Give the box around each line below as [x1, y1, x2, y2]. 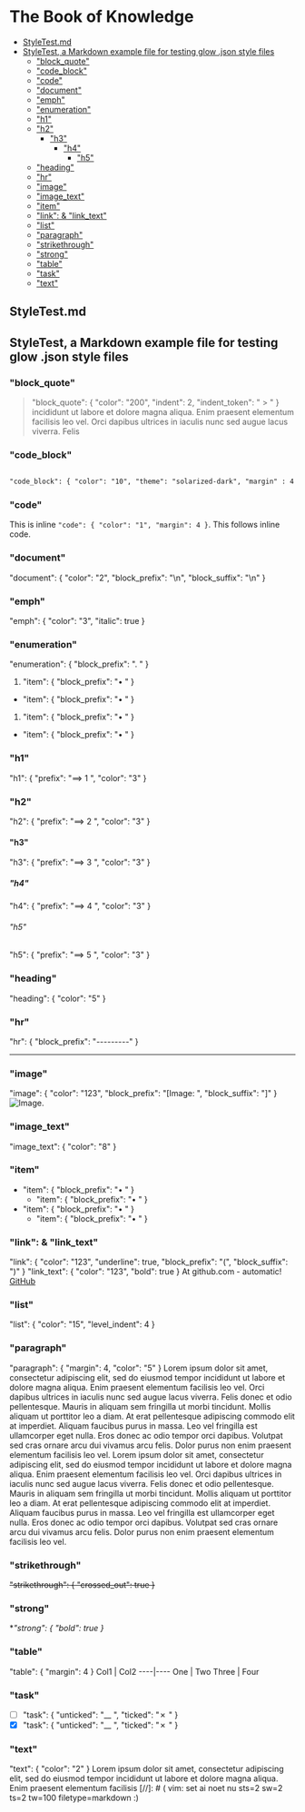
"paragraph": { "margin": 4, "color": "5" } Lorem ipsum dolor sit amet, [9, 1362, 269, 1373]
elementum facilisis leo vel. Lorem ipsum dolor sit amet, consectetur [9, 1449, 265, 1460]
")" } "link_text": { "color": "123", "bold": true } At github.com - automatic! [9, 1266, 282, 1277]
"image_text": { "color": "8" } [9, 1141, 117, 1152]
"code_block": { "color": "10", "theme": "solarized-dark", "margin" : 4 [9, 477, 295, 487]
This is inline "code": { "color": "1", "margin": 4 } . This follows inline [9, 520, 280, 530]
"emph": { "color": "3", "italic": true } [9, 616, 145, 627]
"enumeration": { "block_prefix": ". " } [9, 658, 150, 669]
